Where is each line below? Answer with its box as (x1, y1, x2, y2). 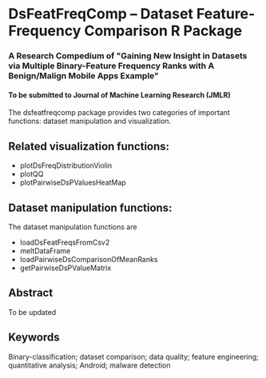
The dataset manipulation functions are (8, 221, 137, 232)
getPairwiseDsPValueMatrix (19, 263, 112, 273)
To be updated (8, 307, 57, 316)
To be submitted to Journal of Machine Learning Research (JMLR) (8, 90, 231, 100)
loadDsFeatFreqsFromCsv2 (19, 237, 110, 247)
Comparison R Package (83, 22, 242, 40)
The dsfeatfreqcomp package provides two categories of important (8, 108, 230, 117)
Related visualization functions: (8, 139, 170, 153)
